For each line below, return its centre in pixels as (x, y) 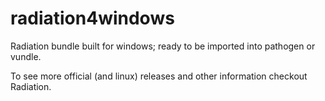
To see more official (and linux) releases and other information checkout (159, 76)
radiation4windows (92, 18)
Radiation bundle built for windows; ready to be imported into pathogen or (163, 46)
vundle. (26, 56)
